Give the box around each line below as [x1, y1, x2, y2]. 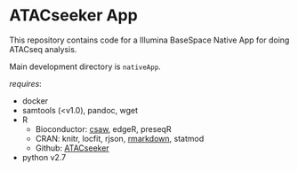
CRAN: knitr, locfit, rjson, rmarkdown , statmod [35, 133, 205, 144]
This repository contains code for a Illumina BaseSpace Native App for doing [9, 35, 290, 45]
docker [21, 95, 49, 106]
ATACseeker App [9, 5, 138, 26]
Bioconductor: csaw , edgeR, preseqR [35, 123, 172, 134]
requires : [9, 78, 42, 89]
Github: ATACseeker [35, 143, 109, 153]
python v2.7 [21, 152, 67, 162]
